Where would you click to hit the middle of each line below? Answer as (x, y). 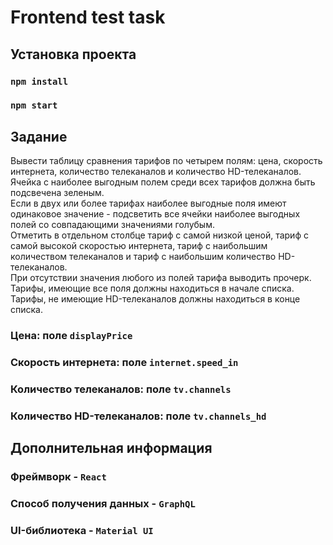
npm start (34, 105)
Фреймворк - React (58, 477)
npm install (39, 81)
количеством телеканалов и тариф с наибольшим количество (143, 257)
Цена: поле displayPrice (71, 336)
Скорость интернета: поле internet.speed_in (124, 363)
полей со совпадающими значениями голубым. (112, 225)
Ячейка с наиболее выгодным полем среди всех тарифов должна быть (163, 182)
